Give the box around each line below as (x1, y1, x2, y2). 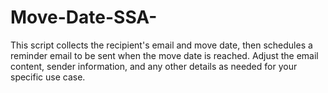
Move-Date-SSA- (10, 6, 158, 29)
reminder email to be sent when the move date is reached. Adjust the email (10, 49, 319, 61)
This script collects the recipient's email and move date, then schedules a (10, 39, 313, 51)
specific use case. (10, 71, 86, 83)
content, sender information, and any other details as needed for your (10, 60, 298, 72)
